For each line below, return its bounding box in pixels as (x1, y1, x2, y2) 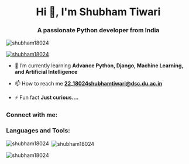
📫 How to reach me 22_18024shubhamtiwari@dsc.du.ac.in (14, 80, 163, 87)
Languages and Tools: (6, 127, 70, 135)
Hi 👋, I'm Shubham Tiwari (36, 5, 161, 19)
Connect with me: (6, 111, 58, 119)
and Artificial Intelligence (14, 69, 78, 76)
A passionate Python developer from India (37, 26, 160, 35)
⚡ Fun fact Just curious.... (14, 94, 79, 101)
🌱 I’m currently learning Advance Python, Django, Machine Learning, (14, 62, 184, 69)
